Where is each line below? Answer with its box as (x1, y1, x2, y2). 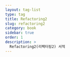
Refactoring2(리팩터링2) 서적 (9, 44, 66, 49)
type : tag (5, 12, 26, 17)
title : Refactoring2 (5, 16, 48, 21)
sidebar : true (5, 30, 35, 35)
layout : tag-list (5, 7, 41, 12)
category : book (5, 26, 36, 31)
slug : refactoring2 (5, 21, 45, 26)
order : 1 (5, 35, 23, 40)
